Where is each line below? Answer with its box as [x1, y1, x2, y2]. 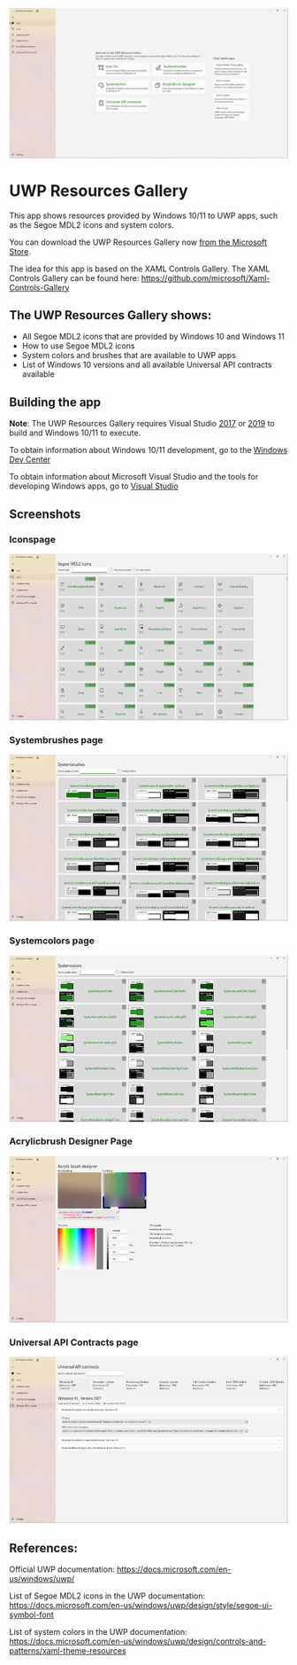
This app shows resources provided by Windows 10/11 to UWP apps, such [9, 210, 278, 221]
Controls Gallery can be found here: [9, 272, 140, 283]
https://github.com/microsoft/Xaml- [141, 272, 270, 283]
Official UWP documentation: [9, 1564, 115, 1575]
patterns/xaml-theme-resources [9, 1645, 126, 1656]
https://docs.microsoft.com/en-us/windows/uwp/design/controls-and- [9, 1636, 267, 1646]
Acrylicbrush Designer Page [9, 1135, 133, 1147]
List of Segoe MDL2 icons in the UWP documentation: [9, 1591, 206, 1601]
